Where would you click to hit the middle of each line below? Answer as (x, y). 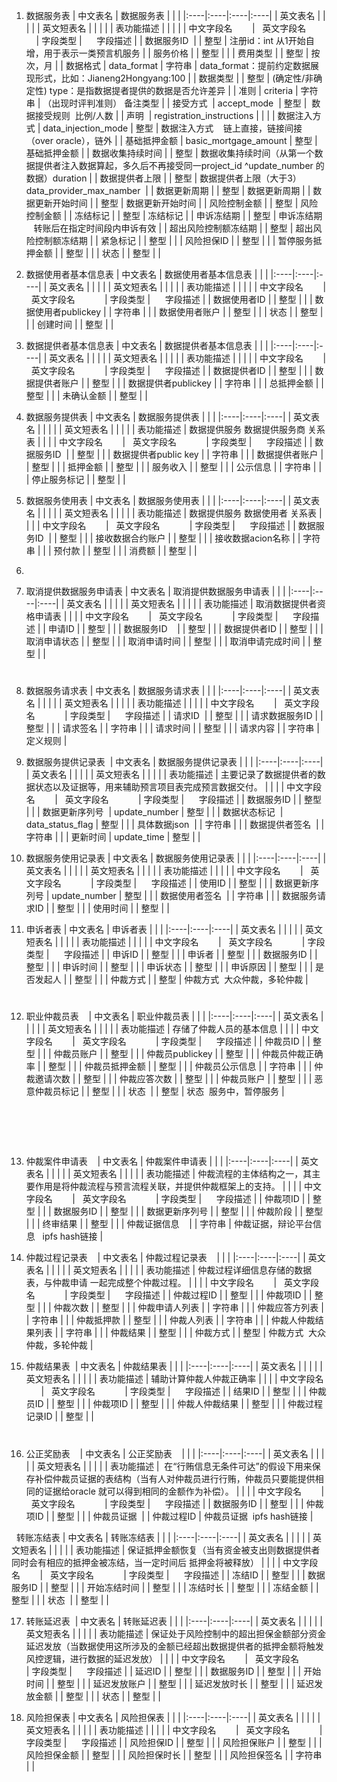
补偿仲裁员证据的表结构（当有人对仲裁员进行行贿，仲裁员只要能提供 (175, 1478)
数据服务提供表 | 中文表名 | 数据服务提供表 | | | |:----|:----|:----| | (158, 417)
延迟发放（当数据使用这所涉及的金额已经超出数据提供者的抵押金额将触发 (174, 1646)
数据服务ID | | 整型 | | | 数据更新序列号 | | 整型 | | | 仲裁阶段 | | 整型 (188, 1211)
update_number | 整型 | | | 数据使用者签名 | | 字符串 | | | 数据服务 (184, 896)
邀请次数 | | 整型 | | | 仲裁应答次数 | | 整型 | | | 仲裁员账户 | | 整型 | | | (173, 1079)
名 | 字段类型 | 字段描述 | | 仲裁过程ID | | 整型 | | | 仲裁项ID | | (169, 1295)
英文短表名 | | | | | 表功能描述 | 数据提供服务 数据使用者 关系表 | (193, 513)
